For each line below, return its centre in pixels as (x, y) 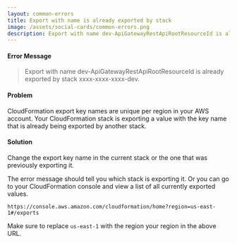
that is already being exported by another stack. (77, 126)
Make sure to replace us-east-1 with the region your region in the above (112, 225)
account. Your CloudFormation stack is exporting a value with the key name (117, 118)
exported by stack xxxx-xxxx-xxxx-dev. (82, 79)
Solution (20, 142)
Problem (20, 95)
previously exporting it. (41, 165)
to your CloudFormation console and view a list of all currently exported (111, 186)
